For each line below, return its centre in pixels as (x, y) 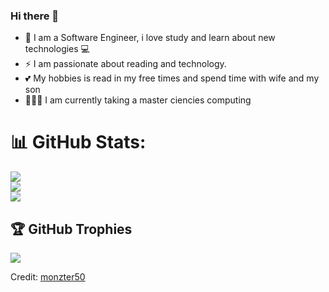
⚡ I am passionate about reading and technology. (125, 64)
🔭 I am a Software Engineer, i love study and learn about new (150, 38)
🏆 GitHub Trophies (71, 229)
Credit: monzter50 (48, 277)
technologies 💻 (57, 49)
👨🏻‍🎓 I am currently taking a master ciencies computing (138, 100)
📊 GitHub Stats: (78, 142)
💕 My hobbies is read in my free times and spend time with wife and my (172, 78)
